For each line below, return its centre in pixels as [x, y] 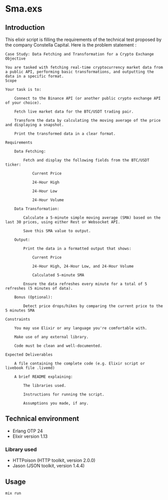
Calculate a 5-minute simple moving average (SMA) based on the [92, 218]
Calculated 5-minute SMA [58, 275]
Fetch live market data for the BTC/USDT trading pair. [74, 112]
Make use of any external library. [52, 337]
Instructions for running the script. [64, 394]
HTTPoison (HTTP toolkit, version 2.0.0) [54, 461]
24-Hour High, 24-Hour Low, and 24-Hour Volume [83, 266]
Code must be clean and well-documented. [58, 346]
